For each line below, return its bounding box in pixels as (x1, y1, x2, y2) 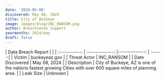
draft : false (5, 35, 33, 40)
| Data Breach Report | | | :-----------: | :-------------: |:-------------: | (5, 48, 149, 55)
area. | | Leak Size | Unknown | (5, 70, 69, 76)
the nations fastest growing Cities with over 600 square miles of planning (5, 64, 156, 70)
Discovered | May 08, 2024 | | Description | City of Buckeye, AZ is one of (5, 59, 156, 65)
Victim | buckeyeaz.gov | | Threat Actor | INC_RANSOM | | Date (14, 54, 144, 60)
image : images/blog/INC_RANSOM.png (5, 21, 80, 26)
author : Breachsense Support (5, 26, 66, 31)
